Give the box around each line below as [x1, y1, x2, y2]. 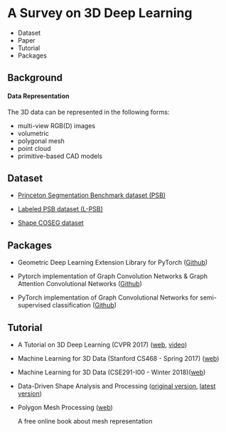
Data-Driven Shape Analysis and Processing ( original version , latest [17, 381, 216, 390]
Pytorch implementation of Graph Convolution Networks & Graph [17, 272, 208, 280]
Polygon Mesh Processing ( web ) [17, 403, 114, 411]
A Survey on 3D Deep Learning [7, 5, 193, 21]
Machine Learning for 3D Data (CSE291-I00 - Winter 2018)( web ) [17, 368, 206, 376]
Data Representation [7, 91, 70, 100]
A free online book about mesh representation [17, 416, 153, 425]
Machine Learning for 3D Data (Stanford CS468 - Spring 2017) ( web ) [17, 354, 220, 362]
